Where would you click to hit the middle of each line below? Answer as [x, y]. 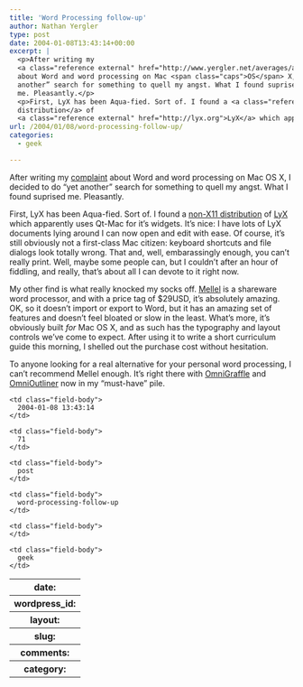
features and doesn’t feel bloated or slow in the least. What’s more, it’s [140, 318]
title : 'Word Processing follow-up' [78, 18]
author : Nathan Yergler [54, 26]
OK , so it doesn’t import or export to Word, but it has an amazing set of [141, 308]
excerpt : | [30, 51]
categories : [32, 135]
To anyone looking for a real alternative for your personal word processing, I [150, 364]
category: [45, 669]
